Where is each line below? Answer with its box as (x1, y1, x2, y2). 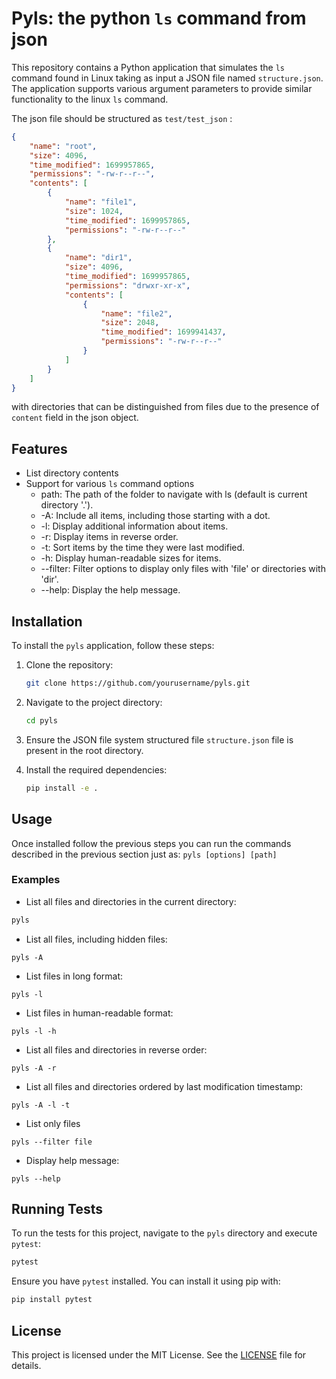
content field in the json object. (11, 412, 139, 424)
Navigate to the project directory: (25, 696, 163, 708)
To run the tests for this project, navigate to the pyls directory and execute (11, 1227, 318, 1239)
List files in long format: (25, 970, 124, 982)
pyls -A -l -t (11, 1100, 71, 1110)
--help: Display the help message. (40, 584, 181, 596)
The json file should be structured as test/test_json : (11, 112, 233, 124)
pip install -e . (25, 783, 99, 793)
